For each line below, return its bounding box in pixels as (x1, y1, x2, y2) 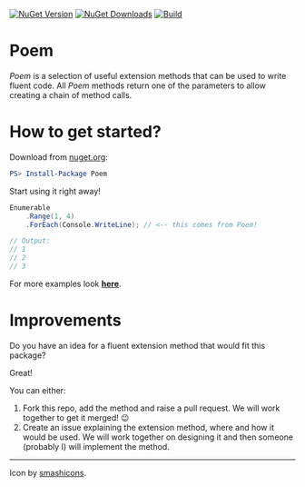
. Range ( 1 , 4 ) (25, 212, 75, 221)
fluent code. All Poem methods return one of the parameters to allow (9, 80, 266, 91)
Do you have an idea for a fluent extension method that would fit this (9, 340, 266, 351)
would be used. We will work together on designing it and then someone (22, 432, 293, 442)
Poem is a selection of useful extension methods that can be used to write (9, 70, 287, 81)
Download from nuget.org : (9, 151, 109, 163)
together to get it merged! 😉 (22, 412, 130, 422)
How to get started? (9, 122, 162, 143)
